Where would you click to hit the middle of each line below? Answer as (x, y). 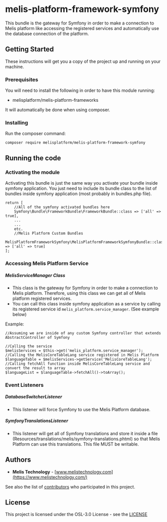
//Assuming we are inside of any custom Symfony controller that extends (83, 333)
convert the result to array (35, 368)
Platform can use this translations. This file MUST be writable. (76, 444)
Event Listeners (24, 385)
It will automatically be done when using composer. (58, 110)
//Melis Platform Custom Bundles (49, 234)
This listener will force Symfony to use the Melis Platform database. (81, 409)
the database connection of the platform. (47, 33)
